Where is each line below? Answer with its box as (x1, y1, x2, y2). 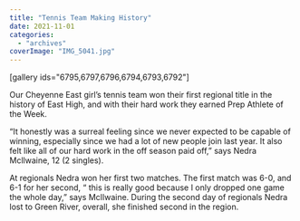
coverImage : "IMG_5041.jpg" (9, 47, 116, 56)
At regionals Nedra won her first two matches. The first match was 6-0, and (9, 173, 292, 184)
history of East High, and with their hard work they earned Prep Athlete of (9, 99, 284, 110)
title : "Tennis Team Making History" (9, 13, 152, 23)
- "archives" (17, 38, 67, 48)
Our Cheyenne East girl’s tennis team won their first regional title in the (9, 90, 273, 101)
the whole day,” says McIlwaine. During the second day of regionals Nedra (9, 192, 288, 203)
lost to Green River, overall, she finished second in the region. (9, 201, 239, 213)
